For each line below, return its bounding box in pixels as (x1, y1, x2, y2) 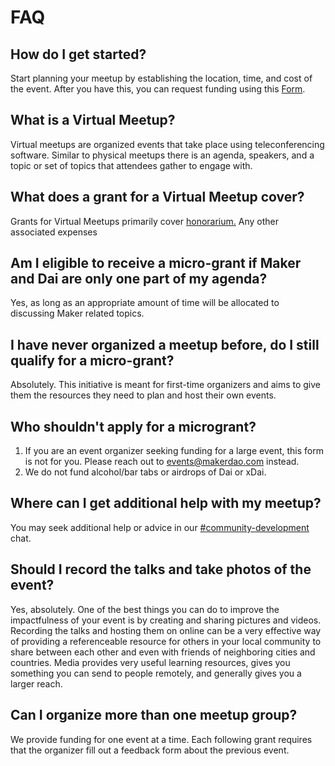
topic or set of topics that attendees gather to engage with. (10, 159, 253, 171)
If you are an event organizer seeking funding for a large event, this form (24, 445, 325, 457)
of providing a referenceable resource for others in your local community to (10, 635, 322, 647)
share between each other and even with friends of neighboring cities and (10, 646, 316, 658)
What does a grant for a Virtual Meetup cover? (10, 189, 305, 206)
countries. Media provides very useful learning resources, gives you (10, 656, 291, 668)
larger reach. (10, 677, 63, 690)
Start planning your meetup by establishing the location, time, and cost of (10, 72, 313, 84)
